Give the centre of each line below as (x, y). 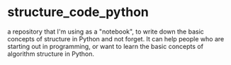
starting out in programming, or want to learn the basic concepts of (106, 46)
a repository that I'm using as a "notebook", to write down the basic (106, 31)
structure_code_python (78, 12)
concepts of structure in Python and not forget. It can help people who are (116, 38)
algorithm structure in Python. (51, 54)
